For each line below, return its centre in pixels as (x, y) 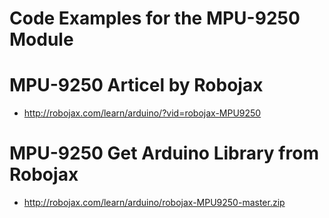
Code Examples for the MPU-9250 (155, 18)
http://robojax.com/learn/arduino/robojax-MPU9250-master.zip (154, 203)
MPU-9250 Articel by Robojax (136, 85)
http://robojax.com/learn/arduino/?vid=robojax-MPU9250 (142, 113)
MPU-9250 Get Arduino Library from (164, 153)
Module (41, 39)
